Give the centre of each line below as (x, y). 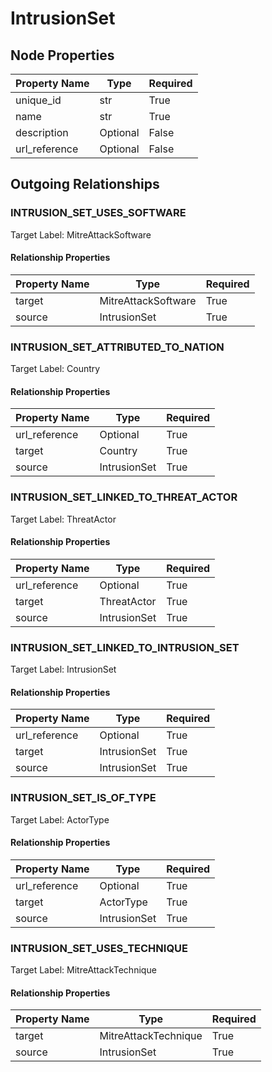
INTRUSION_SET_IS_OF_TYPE (83, 798)
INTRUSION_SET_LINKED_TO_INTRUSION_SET (125, 647)
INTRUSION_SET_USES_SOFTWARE (98, 213)
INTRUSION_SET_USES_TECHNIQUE (99, 948)
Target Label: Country (55, 369)
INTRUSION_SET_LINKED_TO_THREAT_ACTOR (124, 497)
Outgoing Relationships (85, 184)
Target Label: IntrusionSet (63, 669)
